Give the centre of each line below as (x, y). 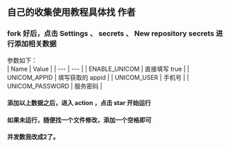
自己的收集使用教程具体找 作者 (71, 12)
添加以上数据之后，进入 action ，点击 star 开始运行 (79, 103)
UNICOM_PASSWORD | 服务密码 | (55, 86)
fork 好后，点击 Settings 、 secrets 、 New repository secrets (111, 34)
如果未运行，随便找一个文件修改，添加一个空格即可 (79, 120)
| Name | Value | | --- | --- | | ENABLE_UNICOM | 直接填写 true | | (99, 69)
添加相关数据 (35, 44)
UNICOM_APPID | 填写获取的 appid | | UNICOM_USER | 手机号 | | (98, 77)
